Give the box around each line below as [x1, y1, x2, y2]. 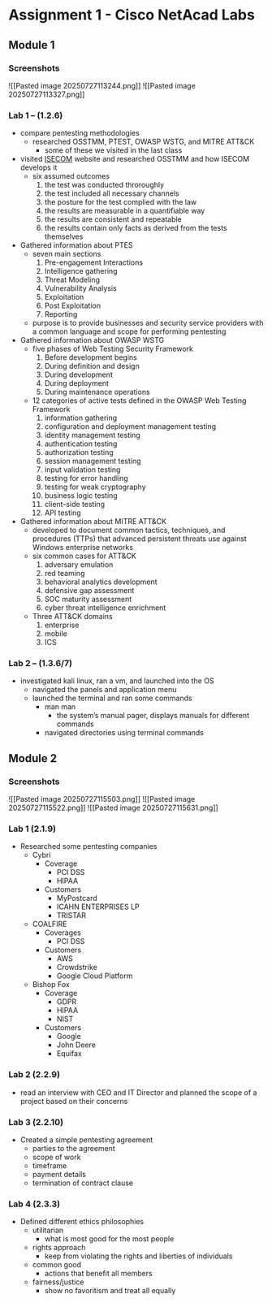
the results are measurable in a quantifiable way [44, 206, 205, 216]
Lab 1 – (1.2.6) [8, 110, 63, 121]
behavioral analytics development [44, 577, 158, 587]
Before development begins [44, 353, 138, 362]
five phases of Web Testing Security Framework [32, 344, 193, 354]
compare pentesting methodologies [19, 128, 140, 138]
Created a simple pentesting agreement [19, 1135, 153, 1145]
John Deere [56, 1040, 96, 1050]
